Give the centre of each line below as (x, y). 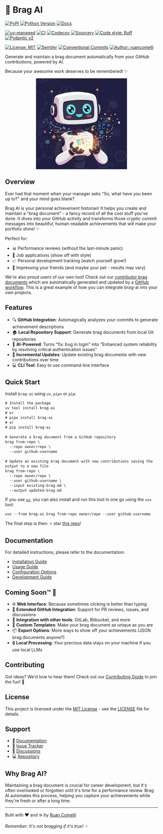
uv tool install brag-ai (30, 408)
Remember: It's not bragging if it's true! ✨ (47, 826)
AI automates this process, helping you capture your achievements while (78, 796)
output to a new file (27, 466)
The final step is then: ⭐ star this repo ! (43, 524)
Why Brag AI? (26, 774)
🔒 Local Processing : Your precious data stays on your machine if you (81, 643)
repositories (24, 339)
